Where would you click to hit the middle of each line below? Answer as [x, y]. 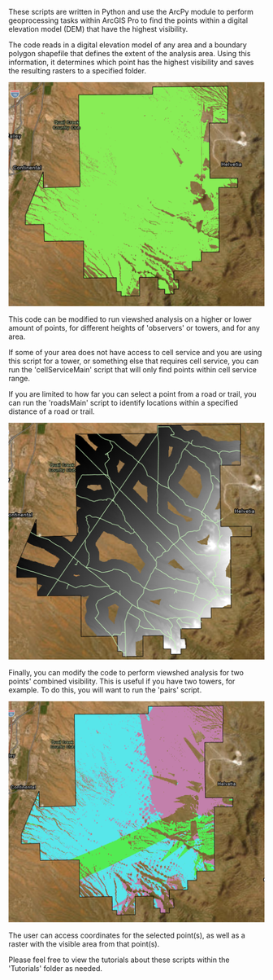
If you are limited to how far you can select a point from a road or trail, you [133, 394]
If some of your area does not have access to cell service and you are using [135, 353]
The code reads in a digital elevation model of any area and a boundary [128, 45]
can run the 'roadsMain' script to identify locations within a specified [123, 403]
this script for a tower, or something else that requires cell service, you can [134, 361]
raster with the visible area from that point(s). [84, 944]
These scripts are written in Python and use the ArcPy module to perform [131, 12]
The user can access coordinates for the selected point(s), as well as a [127, 935]
